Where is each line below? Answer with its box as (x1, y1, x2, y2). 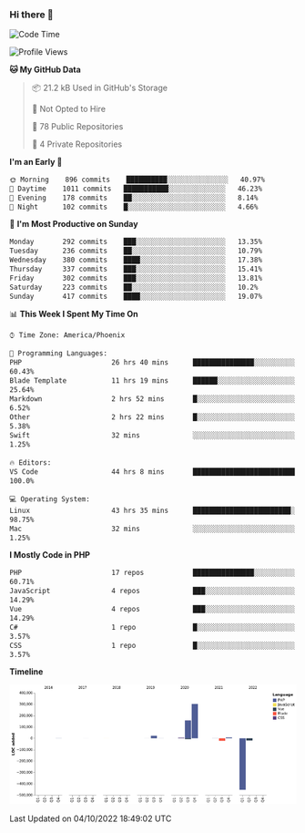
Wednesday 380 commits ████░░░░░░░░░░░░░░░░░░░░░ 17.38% (9, 255, 262, 265)
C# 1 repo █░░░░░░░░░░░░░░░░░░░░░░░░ (9, 623, 296, 632)
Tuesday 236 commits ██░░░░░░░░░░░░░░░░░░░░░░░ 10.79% (9, 246, 262, 256)
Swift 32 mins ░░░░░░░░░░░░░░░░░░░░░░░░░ (9, 431, 296, 440)
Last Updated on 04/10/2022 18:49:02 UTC (9, 813, 172, 824)
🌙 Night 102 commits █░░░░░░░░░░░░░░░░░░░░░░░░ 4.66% (9, 202, 259, 212)
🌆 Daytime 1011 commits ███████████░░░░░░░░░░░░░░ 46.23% (9, 184, 262, 194)
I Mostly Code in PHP (9, 550, 91, 560)
